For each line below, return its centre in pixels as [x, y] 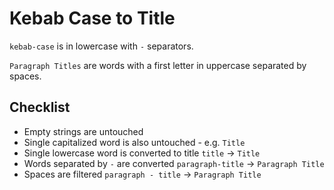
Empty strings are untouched [83, 131]
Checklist [40, 107]
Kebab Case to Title [92, 18]
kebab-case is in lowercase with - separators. [101, 46]
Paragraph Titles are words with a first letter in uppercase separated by [158, 65]
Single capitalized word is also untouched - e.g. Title [134, 142]
